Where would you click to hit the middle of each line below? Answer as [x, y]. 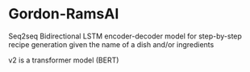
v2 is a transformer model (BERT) [64, 60]
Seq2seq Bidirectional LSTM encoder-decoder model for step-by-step [125, 36]
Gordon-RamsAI [64, 14]
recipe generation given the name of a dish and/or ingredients [111, 44]
